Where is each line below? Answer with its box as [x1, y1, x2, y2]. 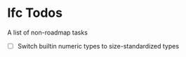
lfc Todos [7, 5, 63, 21]
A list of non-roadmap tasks [7, 28, 88, 37]
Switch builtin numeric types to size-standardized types [17, 42, 180, 50]
